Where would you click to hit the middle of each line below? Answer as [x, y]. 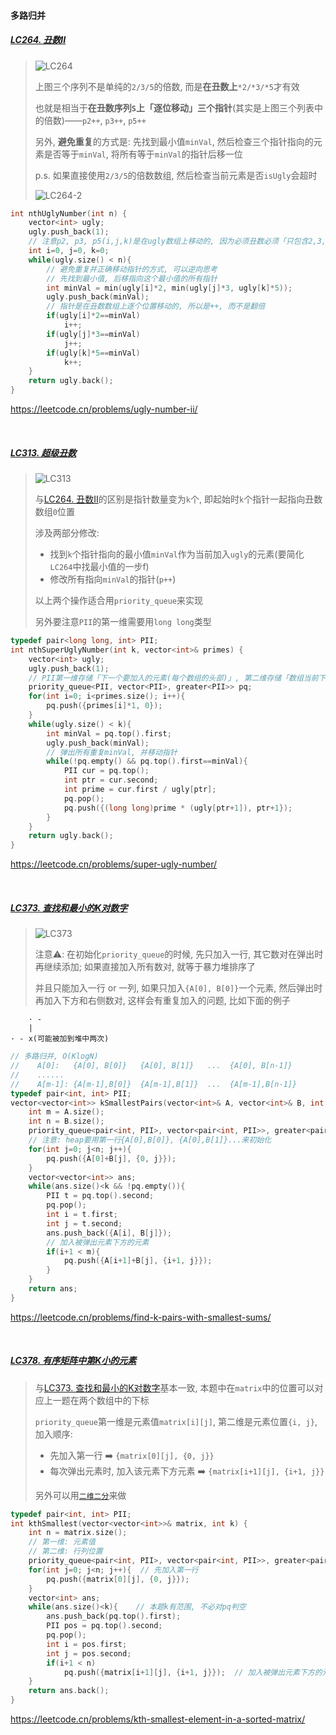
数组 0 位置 [54, 512]
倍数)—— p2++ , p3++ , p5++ [95, 120]
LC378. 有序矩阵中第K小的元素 [73, 1361]
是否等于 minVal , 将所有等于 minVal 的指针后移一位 [143, 154]
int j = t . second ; [84, 1223]
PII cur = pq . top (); [106, 771]
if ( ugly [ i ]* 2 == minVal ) [93, 316]
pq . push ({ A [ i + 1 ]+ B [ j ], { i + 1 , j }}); [138, 1261]
